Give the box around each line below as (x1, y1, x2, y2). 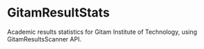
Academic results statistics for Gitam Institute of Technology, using (7, 28, 198, 36)
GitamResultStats (7, 5, 110, 21)
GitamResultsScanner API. (7, 35, 81, 43)
